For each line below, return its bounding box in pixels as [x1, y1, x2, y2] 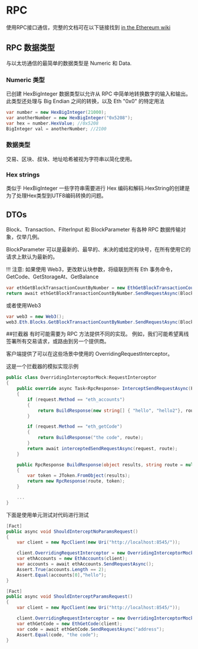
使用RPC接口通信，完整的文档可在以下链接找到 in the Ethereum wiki [6, 24, 171, 31]
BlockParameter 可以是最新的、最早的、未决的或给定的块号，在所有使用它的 [6, 245, 191, 253]
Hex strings [6, 171, 40, 179]
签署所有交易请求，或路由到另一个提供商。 [6, 337, 110, 345]
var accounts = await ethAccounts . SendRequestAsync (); [16, 561, 154, 567]
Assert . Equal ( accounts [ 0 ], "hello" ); [16, 572, 107, 578]
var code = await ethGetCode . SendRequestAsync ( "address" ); [16, 626, 165, 632]
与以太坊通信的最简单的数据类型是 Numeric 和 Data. [6, 60, 132, 67]
